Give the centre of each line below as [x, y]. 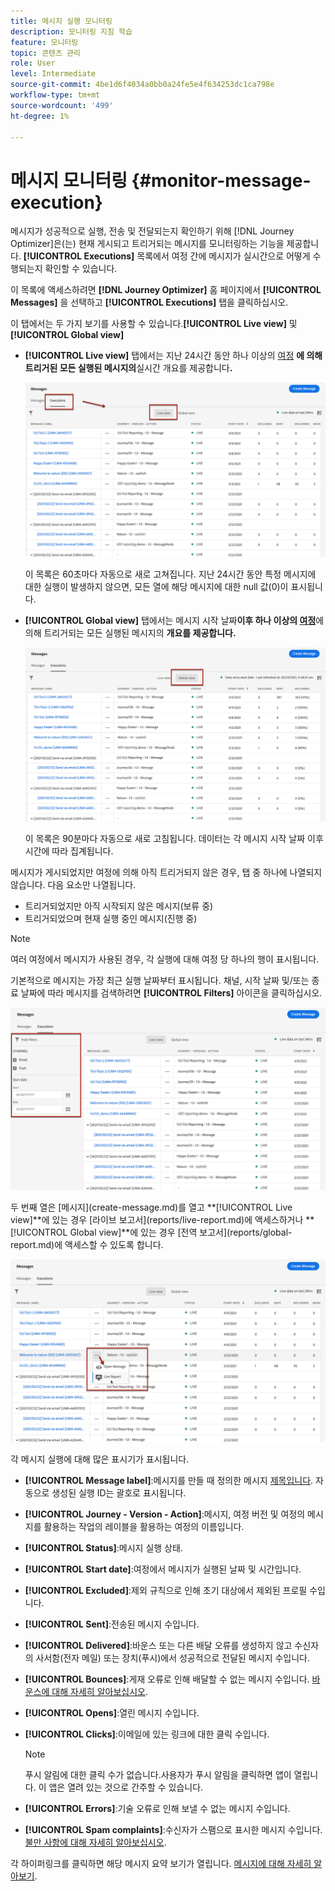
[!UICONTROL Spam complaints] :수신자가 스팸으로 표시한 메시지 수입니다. [173, 1830]
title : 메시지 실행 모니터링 [61, 21]
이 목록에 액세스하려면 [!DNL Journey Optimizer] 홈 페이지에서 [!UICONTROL [166, 290]
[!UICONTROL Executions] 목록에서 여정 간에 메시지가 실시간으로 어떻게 [167, 256]
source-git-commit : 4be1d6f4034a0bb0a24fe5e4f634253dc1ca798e [142, 85]
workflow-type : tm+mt [55, 95]
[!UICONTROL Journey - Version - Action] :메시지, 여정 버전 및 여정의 [165, 1514]
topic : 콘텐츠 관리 [45, 53]
